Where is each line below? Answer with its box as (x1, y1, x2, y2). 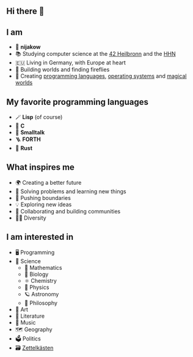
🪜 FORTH (15, 136, 41, 143)
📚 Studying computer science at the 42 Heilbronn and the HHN (15, 50, 176, 58)
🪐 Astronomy (24, 290, 59, 297)
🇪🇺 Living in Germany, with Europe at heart (15, 59, 126, 66)
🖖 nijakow (15, 44, 41, 51)
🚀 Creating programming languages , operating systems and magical (15, 72, 187, 80)
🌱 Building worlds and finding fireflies (15, 66, 110, 74)
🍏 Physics (24, 283, 49, 291)
